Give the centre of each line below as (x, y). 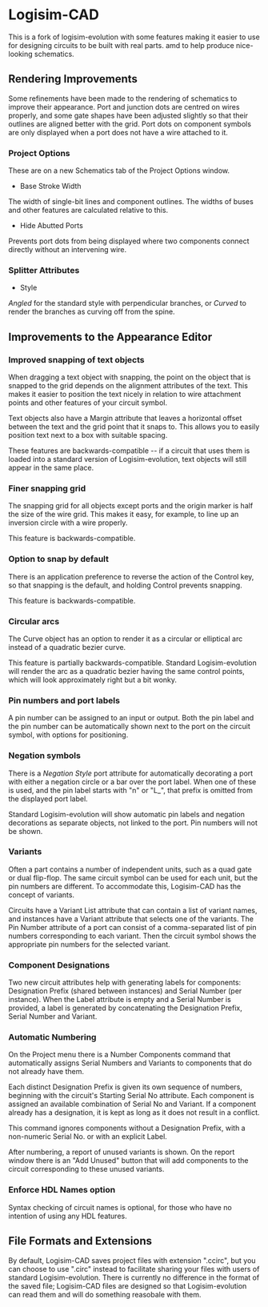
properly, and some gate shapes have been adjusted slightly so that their (128, 115)
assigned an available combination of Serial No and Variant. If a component (132, 1104)
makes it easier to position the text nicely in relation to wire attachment (125, 395)
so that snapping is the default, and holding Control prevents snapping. (125, 585)
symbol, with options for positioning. (68, 735)
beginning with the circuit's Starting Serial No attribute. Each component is (131, 1096)
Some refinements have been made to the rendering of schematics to (123, 98)
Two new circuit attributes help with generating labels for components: (125, 983)
